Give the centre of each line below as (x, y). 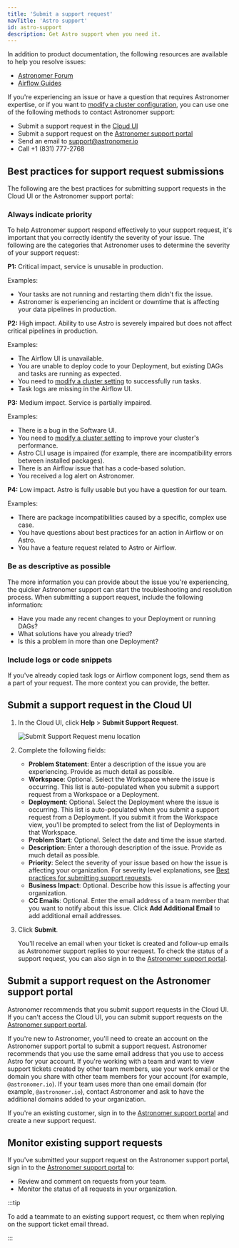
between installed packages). (61, 461)
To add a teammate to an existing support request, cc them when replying (116, 1217)
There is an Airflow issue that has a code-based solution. (102, 468)
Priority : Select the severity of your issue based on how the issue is (128, 862)
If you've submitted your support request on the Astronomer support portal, (118, 1160)
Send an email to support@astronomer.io (78, 141)
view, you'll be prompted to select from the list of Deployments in (124, 825)
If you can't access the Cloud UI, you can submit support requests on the (115, 1017)
